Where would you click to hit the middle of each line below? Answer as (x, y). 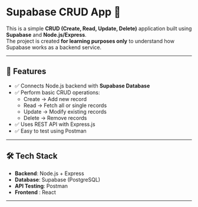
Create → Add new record (55, 99)
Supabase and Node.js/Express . (46, 34)
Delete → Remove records (55, 118)
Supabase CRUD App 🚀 (63, 12)
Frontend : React (35, 192)
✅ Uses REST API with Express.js (55, 124)
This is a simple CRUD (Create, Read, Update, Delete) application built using (99, 28)
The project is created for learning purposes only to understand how (90, 41)
